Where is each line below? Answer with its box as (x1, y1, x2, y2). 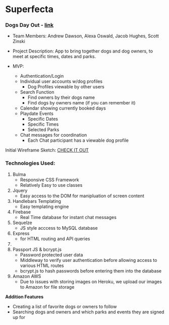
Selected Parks (27, 127, 60, 133)
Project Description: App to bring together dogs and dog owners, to (12, 48, 153, 54)
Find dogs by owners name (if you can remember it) (27, 100, 136, 106)
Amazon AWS (12, 273, 41, 279)
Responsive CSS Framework (20, 177, 79, 183)
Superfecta (5, 4, 54, 15)
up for (12, 314, 26, 320)
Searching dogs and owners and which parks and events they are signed (12, 309, 164, 315)
